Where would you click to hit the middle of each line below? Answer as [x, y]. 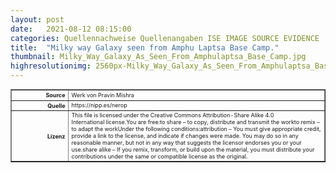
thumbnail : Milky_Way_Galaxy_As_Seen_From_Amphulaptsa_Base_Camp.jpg [158, 57]
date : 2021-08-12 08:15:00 [71, 29]
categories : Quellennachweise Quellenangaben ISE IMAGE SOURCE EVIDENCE [165, 38]
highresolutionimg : [51, 66]
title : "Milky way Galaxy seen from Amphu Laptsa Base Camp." [145, 47]
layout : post [37, 19]
